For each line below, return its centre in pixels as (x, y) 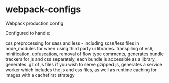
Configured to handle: (28, 33)
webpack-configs (43, 9)
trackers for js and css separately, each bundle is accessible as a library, (81, 59)
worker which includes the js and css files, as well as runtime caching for (81, 70)
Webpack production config (34, 23)
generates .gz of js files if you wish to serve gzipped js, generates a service (84, 64)
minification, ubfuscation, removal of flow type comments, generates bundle (85, 54)
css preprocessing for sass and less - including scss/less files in (72, 43)
